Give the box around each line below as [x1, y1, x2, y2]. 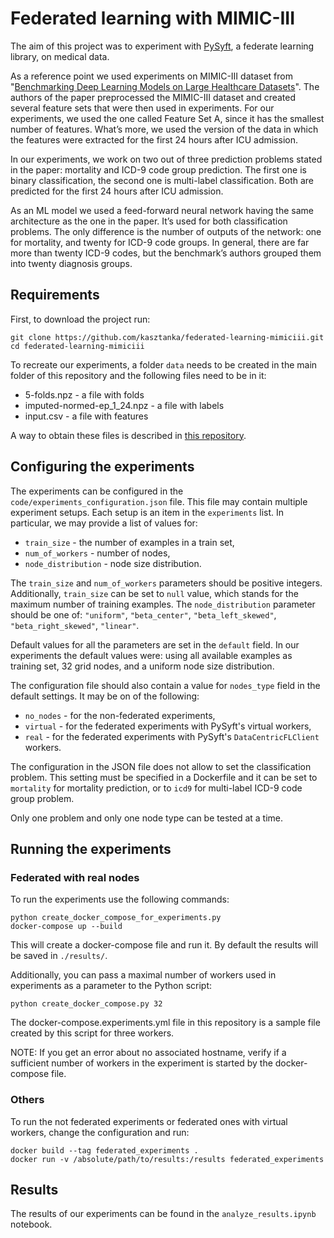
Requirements [10, 287, 100, 304]
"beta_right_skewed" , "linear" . [10, 619, 140, 631]
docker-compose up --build [10, 922, 123, 932]
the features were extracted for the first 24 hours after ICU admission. [10, 133, 298, 146]
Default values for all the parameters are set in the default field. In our [10, 638, 300, 651]
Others [10, 1093, 45, 1107]
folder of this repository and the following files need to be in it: [10, 369, 267, 381]
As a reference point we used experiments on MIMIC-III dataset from [10, 70, 293, 82]
